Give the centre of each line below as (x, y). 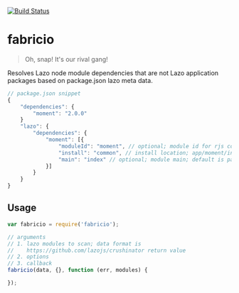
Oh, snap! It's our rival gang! (66, 59)
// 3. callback (30, 264)
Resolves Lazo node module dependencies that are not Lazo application (113, 73)
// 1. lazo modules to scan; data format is (74, 244)
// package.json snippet (44, 93)
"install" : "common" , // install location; (124, 153)
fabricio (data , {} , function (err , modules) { (78, 270)
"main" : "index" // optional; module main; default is (141, 160)
